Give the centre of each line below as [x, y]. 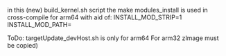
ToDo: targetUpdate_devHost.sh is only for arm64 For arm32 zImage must [113, 38]
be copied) [23, 45]
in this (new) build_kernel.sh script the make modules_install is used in [107, 10]
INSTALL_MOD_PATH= [40, 25]
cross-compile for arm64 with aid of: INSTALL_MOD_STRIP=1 [95, 17]
